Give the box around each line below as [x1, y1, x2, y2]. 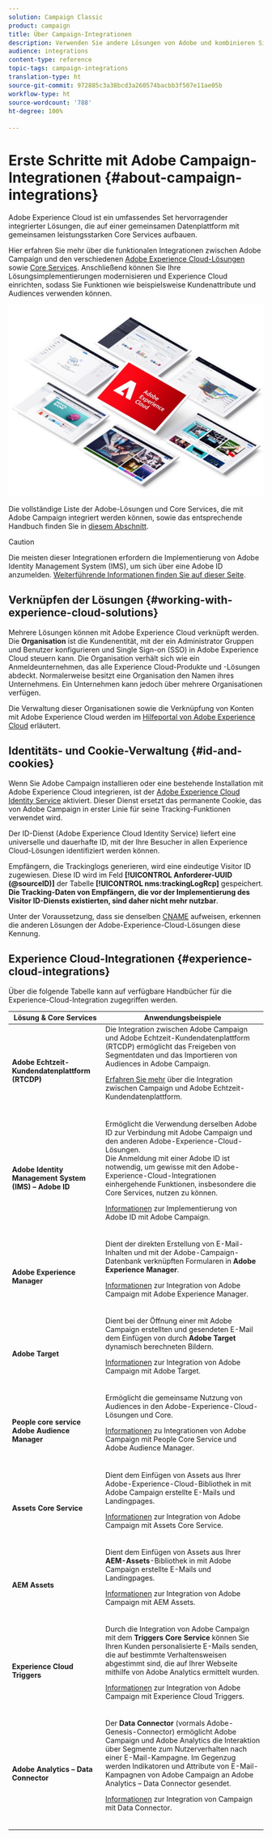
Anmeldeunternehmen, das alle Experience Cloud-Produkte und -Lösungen [8, 662, 261, 671]
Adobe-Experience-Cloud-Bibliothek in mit [104, 1479, 252, 1488]
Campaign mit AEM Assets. [104, 1597, 196, 1607]
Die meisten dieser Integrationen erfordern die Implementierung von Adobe [8, 553, 260, 563]
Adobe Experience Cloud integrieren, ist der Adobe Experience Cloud [8, 786, 240, 797]
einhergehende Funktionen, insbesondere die [104, 1179, 257, 1189]
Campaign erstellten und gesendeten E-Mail [104, 1325, 253, 1334]
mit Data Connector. [104, 1803, 172, 1813]
